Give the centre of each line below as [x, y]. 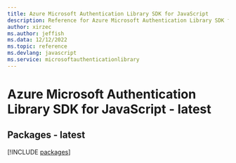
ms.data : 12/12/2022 [38, 40]
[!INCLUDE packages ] [39, 152]
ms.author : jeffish [36, 33]
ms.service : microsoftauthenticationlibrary [73, 60]
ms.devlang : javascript [42, 53]
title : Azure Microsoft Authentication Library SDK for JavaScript [108, 14]
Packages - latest [46, 135]
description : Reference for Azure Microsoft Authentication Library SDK [116, 20]
